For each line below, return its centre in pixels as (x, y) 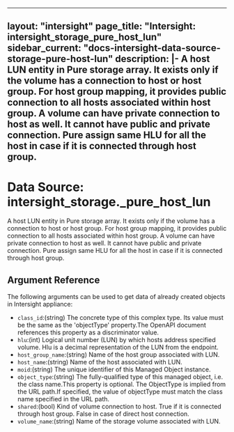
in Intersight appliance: (40, 304)
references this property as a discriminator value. (88, 332)
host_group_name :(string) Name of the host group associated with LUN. (118, 355)
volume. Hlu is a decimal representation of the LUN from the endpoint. (118, 347)
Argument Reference (54, 280)
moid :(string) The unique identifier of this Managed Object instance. (114, 369)
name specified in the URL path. (63, 399)
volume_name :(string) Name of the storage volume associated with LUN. (119, 422)
